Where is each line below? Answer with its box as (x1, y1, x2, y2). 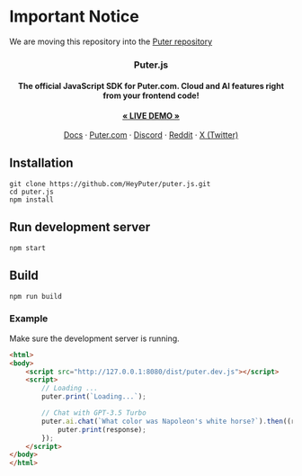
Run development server (9, 220, 151, 235)
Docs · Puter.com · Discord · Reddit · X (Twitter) (63, 130, 239, 140)
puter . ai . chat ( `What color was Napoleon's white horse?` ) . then (41, 417, 283, 426)
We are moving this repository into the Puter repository (9, 36, 213, 47)
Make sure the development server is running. (9, 333, 180, 344)
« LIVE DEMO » (122, 111, 180, 121)
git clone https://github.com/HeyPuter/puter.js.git (9, 179, 211, 188)
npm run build (9, 292, 63, 301)
